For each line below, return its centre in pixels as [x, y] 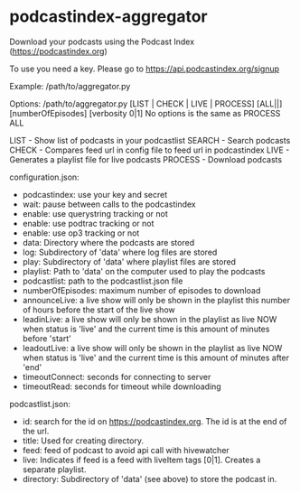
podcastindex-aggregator [108, 17]
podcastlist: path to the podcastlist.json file [103, 281]
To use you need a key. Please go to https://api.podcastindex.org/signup [145, 69]
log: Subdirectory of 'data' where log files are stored [120, 252]
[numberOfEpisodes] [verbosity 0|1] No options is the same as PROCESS [145, 113]
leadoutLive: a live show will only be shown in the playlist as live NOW [152, 348]
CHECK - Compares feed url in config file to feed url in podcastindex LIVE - [150, 150]
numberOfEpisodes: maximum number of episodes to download [141, 290]
